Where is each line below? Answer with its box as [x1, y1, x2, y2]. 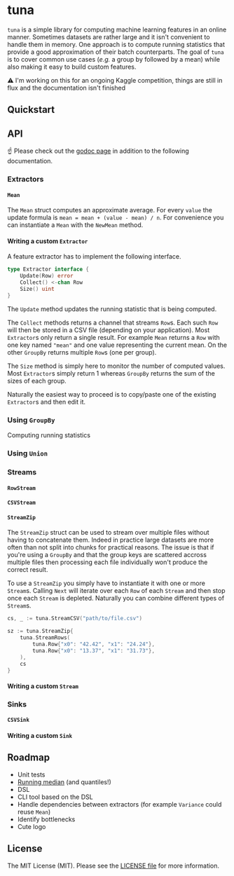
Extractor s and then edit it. [7, 397, 86, 406]
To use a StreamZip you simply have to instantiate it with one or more [7, 579, 205, 587]
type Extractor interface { [7, 266, 90, 273]
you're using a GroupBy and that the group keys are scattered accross [7, 551, 207, 559]
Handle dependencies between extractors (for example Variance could [17, 800, 222, 808]
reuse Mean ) [17, 807, 51, 816]
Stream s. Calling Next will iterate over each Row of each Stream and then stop [7, 587, 226, 595]
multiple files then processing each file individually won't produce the [7, 558, 208, 566]
